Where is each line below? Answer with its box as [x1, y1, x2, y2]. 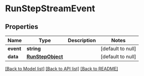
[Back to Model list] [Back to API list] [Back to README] [5, 66, 118, 72]
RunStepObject [26, 53, 63, 60]
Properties [5, 23, 38, 31]
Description [68, 37, 96, 44]
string [26, 45, 41, 52]
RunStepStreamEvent [5, 3, 95, 14]
